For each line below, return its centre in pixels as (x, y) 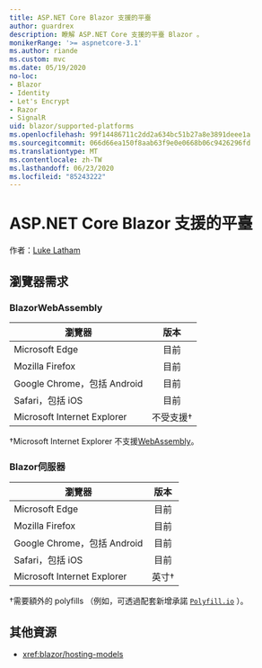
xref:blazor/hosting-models (73, 654)
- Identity (30, 93)
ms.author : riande (44, 51)
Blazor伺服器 (37, 467)
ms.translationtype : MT (54, 151)
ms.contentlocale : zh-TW (56, 160)
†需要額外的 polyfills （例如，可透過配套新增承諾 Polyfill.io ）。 (129, 601)
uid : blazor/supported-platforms (72, 127)
